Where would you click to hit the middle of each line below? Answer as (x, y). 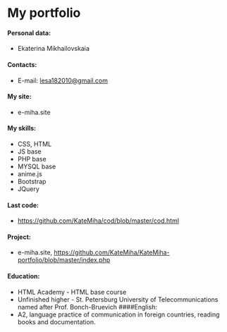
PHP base (32, 159)
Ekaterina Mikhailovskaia (54, 49)
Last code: (23, 205)
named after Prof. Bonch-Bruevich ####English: (87, 307)
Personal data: (29, 32)
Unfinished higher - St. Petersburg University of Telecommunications (118, 299)
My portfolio (44, 13)
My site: (19, 97)
